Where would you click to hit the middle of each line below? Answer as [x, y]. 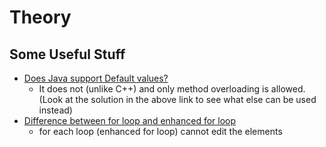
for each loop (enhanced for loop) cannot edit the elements [160, 131]
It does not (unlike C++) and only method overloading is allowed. [172, 89]
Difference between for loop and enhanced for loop [130, 120]
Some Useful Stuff [67, 54]
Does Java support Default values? [96, 78]
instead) [55, 110]
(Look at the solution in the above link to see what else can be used [177, 99]
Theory [40, 17]
